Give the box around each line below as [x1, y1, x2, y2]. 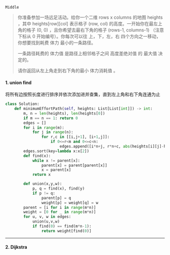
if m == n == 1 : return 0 [23, 116, 78, 121]
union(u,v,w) [32, 219, 60, 224]
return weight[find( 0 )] [41, 228, 92, 233]
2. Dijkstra [5, 244, 27, 250]
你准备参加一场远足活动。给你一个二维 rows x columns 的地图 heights [17, 14, 163, 20]
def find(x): [23, 153, 51, 158]
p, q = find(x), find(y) [32, 186, 85, 191]
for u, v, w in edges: [23, 214, 71, 220]
